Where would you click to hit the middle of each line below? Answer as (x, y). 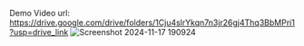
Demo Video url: (40, 13)
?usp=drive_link (39, 32)
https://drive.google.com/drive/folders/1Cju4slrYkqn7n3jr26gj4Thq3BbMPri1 (152, 23)
